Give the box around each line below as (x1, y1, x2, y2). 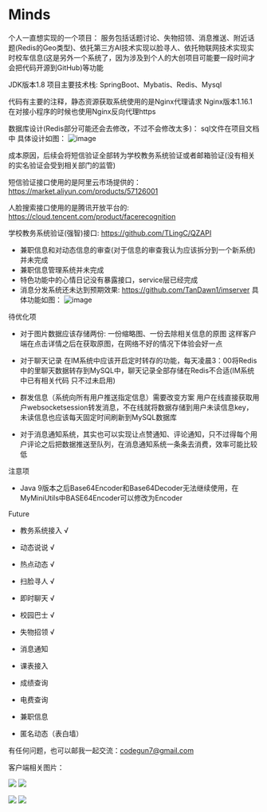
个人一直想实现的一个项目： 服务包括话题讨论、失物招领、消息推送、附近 (8, 33, 248, 42)
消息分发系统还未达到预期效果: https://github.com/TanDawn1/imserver (19, 284, 250, 294)
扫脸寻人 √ (19, 576, 55, 586)
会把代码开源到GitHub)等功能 (8, 62, 104, 73)
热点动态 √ (19, 559, 55, 569)
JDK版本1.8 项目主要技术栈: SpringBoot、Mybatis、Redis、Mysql (8, 80, 222, 89)
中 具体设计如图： (8, 133, 66, 143)
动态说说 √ (19, 542, 55, 551)
